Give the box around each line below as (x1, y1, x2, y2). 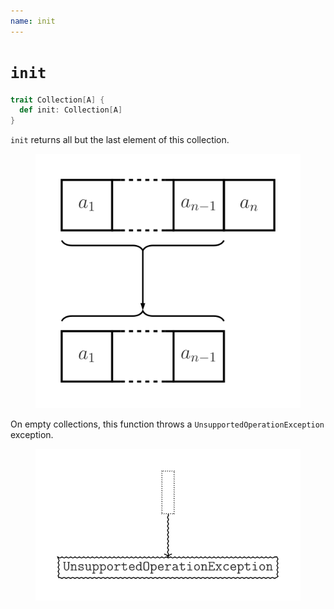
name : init (10, 16, 56, 26)
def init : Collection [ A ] (19, 105, 123, 115)
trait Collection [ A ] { (10, 95, 105, 105)
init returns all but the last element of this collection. (10, 134, 230, 146)
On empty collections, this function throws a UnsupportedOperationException (10, 418, 325, 430)
